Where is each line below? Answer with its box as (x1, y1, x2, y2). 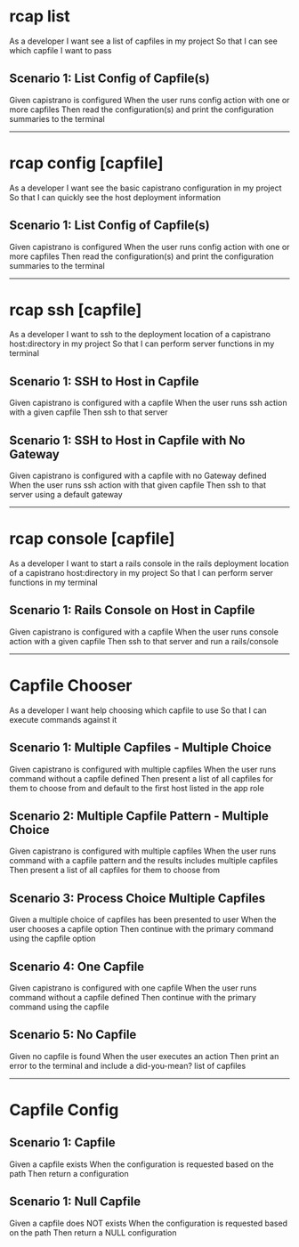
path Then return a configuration (9, 1168, 129, 1178)
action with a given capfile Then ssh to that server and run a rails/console (9, 636, 279, 646)
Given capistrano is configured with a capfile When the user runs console (9, 626, 279, 637)
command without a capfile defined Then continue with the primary (9, 992, 256, 1002)
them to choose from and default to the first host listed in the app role (9, 782, 264, 793)
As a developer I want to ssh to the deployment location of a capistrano (9, 329, 271, 340)
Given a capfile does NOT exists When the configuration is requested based (9, 1218, 287, 1228)
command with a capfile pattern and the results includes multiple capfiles (9, 855, 279, 866)
